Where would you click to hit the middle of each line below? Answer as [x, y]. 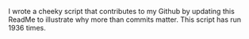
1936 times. [27, 28]
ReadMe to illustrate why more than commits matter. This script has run [125, 19]
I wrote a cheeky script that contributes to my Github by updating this [122, 11]
